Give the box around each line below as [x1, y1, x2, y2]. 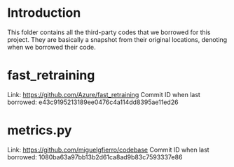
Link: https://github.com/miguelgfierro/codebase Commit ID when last [7, 145, 209, 154]
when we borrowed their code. [7, 43, 96, 51]
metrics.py [7, 122, 72, 138]
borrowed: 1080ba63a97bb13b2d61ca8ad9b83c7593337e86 [7, 152, 183, 161]
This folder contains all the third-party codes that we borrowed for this [7, 28, 211, 36]
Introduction [7, 5, 81, 21]
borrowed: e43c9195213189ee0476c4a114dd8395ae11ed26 [7, 98, 179, 106]
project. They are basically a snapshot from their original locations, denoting [7, 35, 228, 43]
